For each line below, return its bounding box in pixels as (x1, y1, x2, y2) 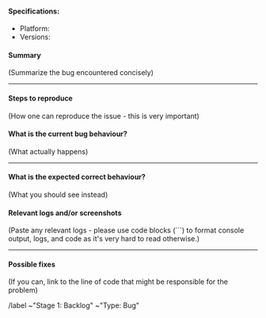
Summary (8, 50, 41, 59)
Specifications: (8, 6, 60, 16)
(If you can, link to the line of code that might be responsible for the (8, 277, 228, 286)
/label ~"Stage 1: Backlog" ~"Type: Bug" (8, 301, 140, 310)
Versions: (19, 32, 51, 42)
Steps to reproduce (8, 93, 73, 103)
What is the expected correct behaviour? (8, 172, 146, 182)
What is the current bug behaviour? (8, 129, 128, 138)
